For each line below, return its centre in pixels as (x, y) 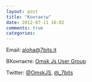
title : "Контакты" (29, 17)
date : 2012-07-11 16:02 (35, 22)
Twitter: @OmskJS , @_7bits (40, 73)
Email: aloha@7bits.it (32, 50)
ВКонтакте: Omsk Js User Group (46, 61)
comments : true (25, 28)
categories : (21, 33)
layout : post (22, 11)
